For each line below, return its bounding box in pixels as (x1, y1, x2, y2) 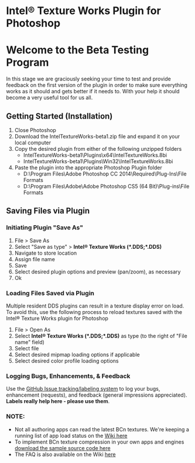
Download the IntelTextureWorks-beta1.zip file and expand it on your (14, 133, 180, 140)
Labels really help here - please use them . (6, 398, 110, 405)
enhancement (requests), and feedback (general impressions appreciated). (6, 391, 187, 398)
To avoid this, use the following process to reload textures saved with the (6, 308, 183, 315)
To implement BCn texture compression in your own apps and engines (14, 438, 184, 445)
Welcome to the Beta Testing (6, 43, 149, 57)
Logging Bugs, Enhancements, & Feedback (6, 371, 131, 380)
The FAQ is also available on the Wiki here (14, 451, 116, 458)
